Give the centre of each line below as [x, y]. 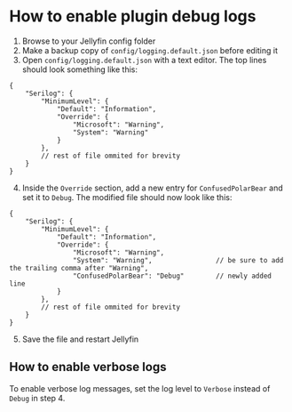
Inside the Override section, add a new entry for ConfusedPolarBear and [152, 188]
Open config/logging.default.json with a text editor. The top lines [144, 60]
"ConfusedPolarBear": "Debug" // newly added [172, 276]
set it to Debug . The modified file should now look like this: [127, 197]
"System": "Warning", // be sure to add [178, 260]
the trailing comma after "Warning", [79, 268]
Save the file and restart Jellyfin [80, 339]
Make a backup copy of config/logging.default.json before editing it [150, 50]
